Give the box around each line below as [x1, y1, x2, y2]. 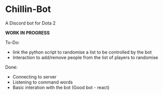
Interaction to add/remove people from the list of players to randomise [12, 54, 158, 60]
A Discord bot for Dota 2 [5, 20, 56, 26]
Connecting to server [12, 73, 57, 79]
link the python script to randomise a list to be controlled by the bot [12, 49, 152, 55]
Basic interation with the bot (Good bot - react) [12, 84, 110, 90]
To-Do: [5, 39, 20, 45]
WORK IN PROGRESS [5, 29, 50, 35]
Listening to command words [12, 79, 73, 85]
